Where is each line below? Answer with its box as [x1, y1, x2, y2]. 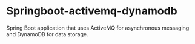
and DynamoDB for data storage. [6, 30, 89, 37]
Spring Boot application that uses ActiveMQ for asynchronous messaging [6, 24, 190, 31]
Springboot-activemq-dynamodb [6, 4, 177, 18]
